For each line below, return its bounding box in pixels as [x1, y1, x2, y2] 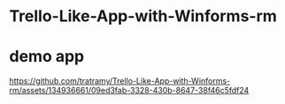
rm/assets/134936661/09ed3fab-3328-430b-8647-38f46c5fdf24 [9, 85, 250, 96]
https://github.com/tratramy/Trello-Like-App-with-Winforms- [9, 76, 231, 86]
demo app [9, 47, 85, 67]
